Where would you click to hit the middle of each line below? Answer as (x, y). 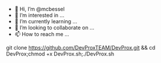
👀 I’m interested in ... (39, 15)
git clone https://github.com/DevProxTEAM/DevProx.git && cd (81, 48)
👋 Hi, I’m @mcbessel (39, 9)
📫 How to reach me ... (42, 34)
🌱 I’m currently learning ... (46, 21)
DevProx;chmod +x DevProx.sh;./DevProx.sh (60, 54)
